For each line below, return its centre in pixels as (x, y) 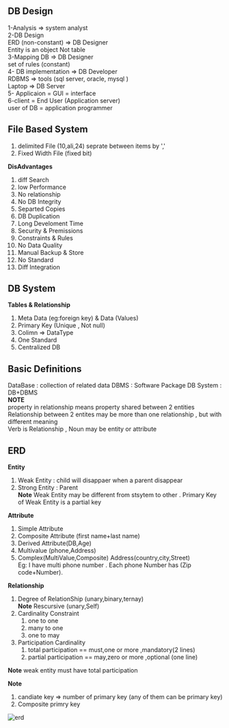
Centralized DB (39, 347)
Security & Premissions (50, 230)
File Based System (48, 129)
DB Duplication (39, 216)
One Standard (37, 340)
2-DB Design (26, 35)
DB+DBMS (23, 392)
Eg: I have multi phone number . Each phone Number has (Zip (104, 565)
